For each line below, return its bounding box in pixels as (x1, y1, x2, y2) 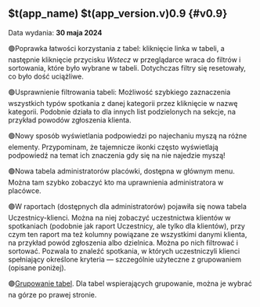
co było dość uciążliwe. (8, 71, 85, 81)
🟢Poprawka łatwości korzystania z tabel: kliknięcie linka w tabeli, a (8, 43, 225, 53)
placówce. (8, 185, 42, 196)
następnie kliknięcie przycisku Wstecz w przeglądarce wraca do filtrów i (8, 55, 241, 64)
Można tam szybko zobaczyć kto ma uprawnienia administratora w (8, 177, 224, 187)
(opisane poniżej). (8, 263, 67, 272)
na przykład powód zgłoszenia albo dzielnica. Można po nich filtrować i (8, 238, 239, 247)
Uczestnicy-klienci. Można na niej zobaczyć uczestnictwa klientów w (8, 213, 231, 222)
